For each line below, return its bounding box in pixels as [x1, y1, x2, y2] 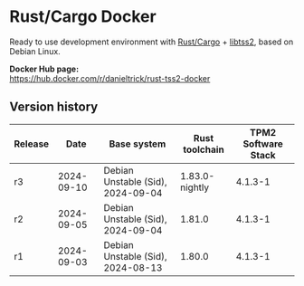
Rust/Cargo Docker [9, 6, 157, 27]
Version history [9, 100, 99, 115]
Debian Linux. [9, 45, 61, 56]
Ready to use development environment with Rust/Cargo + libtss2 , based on [9, 36, 294, 47]
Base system [109, 138, 166, 150]
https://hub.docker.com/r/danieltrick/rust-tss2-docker [9, 72, 211, 83]
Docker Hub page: [9, 63, 80, 74]
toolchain [182, 143, 224, 156]
